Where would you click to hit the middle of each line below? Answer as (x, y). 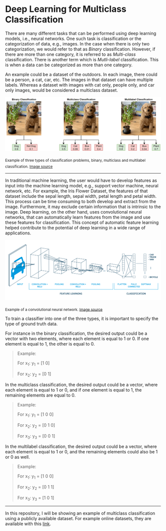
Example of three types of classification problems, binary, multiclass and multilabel (75, 160)
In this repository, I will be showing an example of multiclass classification (80, 513)
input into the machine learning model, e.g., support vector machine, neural (82, 186)
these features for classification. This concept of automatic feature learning (82, 222)
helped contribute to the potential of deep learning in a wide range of (75, 228)
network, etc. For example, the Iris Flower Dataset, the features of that (77, 191)
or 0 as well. (18, 457)
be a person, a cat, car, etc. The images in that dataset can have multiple (79, 80)
